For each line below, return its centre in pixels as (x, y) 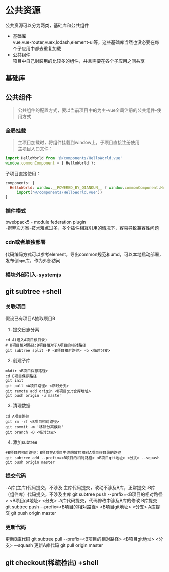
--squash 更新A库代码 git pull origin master (58, 545)
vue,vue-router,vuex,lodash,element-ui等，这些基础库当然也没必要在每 (86, 42)
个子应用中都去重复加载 (37, 48)
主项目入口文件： (35, 149)
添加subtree (25, 442)
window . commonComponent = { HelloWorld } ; (50, 163)
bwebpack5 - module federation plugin (46, 222)
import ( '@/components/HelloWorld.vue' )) (59, 192)
